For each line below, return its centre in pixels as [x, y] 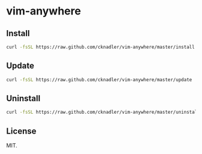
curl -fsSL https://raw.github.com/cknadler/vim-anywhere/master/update [99, 79]
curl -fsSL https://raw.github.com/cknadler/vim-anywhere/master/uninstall [103, 112]
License [21, 131]
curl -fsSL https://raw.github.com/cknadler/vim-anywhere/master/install [101, 47]
